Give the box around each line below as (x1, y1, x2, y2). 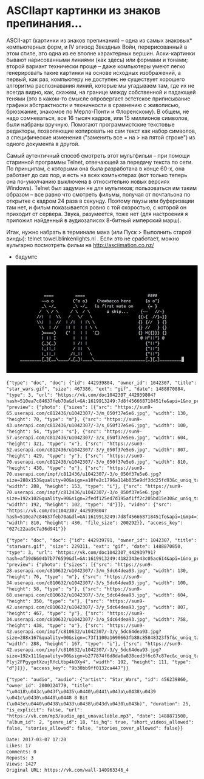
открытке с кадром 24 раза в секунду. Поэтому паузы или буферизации (6, 197, 194, 204)
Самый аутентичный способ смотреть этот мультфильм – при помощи (6, 152, 190, 159)
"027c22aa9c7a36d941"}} (6, 526, 67, 533)
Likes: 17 (6, 743, 32, 749)
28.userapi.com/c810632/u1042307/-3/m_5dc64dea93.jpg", (6, 568, 151, 574)
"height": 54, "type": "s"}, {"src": (6, 428, 102, 435)
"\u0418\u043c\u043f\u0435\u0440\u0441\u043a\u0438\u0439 (6, 689, 156, 695)
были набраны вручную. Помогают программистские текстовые (6, 121, 175, 128)
